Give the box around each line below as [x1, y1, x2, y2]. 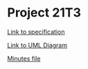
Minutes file [7, 54, 41, 63]
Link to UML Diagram [7, 41, 68, 49]
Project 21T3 [7, 5, 82, 21]
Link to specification [7, 28, 65, 36]
